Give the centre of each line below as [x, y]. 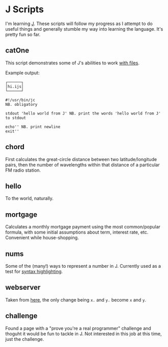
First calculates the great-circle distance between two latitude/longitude [81, 159]
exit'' [12, 131]
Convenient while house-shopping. [42, 238]
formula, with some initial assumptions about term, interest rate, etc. [77, 232]
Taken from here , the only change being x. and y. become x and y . [76, 299]
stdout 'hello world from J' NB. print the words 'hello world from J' [83, 113]
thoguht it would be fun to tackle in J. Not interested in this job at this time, [83, 334]
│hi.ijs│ [15, 86]
